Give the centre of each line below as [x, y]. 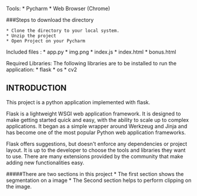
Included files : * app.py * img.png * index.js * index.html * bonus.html [91, 52]
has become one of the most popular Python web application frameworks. [96, 132]
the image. [19, 186]
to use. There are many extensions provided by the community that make [95, 156]
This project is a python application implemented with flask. [78, 102]
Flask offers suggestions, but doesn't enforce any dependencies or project [97, 144]
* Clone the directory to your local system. [63, 31]
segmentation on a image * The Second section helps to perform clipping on [99, 180]
